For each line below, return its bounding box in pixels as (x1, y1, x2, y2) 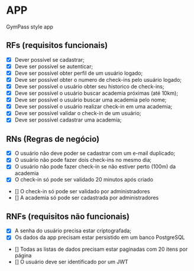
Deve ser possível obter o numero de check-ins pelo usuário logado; (14, 76, 182, 83)
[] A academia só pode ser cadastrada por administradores (14, 194, 159, 202)
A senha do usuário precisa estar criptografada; (14, 227, 132, 234)
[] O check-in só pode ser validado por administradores (14, 188, 150, 195)
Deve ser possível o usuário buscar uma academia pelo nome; (14, 96, 167, 104)
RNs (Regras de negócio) (6, 134, 99, 144)
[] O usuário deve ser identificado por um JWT (14, 259, 128, 266)
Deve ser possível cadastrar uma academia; (14, 116, 122, 123)
